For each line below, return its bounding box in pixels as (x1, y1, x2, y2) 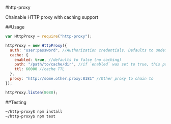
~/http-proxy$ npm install (5, 109, 63, 114)
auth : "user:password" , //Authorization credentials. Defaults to (10, 48, 154, 53)
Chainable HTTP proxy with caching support (5, 14, 98, 20)
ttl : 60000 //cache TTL (14, 67, 65, 72)
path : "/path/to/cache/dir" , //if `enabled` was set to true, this (14, 62, 160, 67)
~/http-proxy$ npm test (5, 114, 56, 119)
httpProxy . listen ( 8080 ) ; (5, 90, 58, 95)
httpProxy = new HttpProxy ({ (5, 43, 67, 48)
